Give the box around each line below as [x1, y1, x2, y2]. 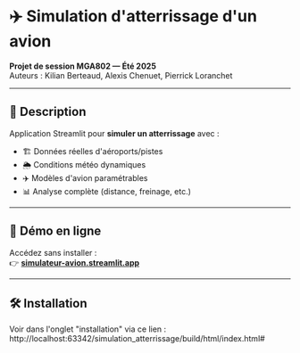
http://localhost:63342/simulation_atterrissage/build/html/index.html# [9, 333, 265, 344]
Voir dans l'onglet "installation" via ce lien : [9, 324, 167, 334]
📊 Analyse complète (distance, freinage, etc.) [21, 185, 192, 196]
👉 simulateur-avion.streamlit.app [9, 257, 140, 267]
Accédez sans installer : [9, 247, 97, 258]
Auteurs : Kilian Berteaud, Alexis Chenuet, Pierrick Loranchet [9, 70, 233, 80]
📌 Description [9, 104, 87, 119]
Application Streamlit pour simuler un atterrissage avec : [9, 127, 221, 138]
